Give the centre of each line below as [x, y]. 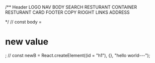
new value [27, 42]
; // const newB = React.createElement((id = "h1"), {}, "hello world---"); [78, 55]
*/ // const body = [24, 22]
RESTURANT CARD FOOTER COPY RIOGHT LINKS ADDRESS [68, 12]
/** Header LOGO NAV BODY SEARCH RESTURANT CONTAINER [71, 7]
